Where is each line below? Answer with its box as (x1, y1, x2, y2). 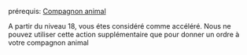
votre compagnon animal (8, 38, 89, 47)
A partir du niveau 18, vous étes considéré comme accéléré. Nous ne (8, 22, 232, 30)
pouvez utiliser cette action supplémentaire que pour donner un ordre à (8, 30, 240, 39)
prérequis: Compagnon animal (8, 7, 106, 15)
